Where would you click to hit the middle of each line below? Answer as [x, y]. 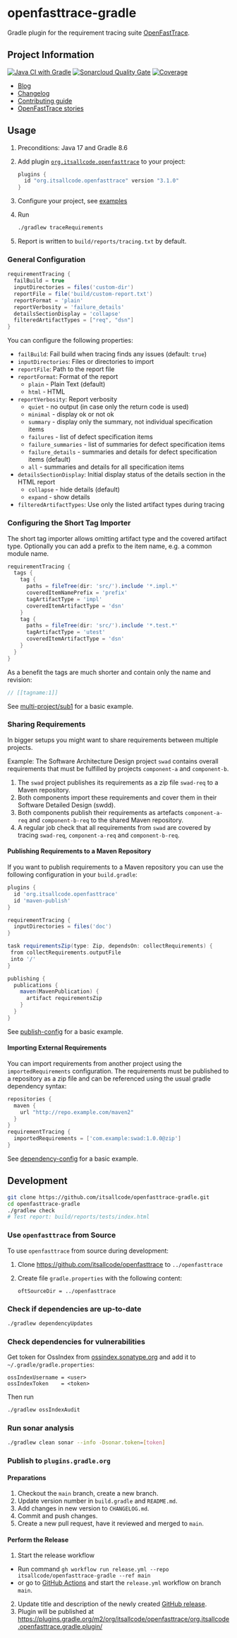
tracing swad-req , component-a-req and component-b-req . [98, 835]
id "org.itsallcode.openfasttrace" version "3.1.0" [102, 181]
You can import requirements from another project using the [95, 1063]
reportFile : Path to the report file [66, 369]
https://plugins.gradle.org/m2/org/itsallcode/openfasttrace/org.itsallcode [123, 1619]
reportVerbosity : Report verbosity [67, 399]
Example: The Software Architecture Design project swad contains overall [113, 761]
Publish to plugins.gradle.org [59, 1461]
